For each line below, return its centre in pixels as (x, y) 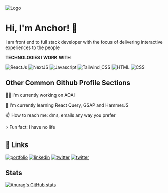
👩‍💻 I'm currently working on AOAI (40, 95)
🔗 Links (17, 145)
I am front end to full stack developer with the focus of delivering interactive (84, 42)
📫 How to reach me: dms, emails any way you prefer (60, 115)
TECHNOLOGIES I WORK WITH (38, 57)
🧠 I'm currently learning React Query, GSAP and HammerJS (67, 105)
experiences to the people (32, 47)
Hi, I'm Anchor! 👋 (41, 28)
